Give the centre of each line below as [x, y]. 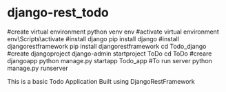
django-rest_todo [58, 13]
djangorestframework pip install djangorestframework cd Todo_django [107, 46]
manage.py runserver [38, 68]
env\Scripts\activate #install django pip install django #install [93, 38]
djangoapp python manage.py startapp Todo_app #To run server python [110, 60]
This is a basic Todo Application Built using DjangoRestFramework [101, 81]
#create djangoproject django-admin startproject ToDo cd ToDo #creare [110, 54]
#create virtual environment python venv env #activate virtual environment [113, 32]
